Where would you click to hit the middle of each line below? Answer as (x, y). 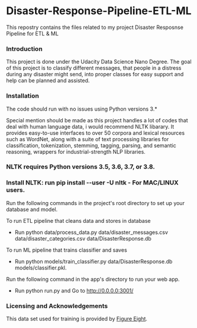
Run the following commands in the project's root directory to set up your (96, 203)
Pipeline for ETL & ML (33, 33)
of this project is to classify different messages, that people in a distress (94, 68)
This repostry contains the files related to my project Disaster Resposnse (95, 27)
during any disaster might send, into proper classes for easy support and (95, 74)
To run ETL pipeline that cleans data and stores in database (78, 220)
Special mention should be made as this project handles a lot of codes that (97, 120)
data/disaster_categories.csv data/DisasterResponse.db (83, 238)
